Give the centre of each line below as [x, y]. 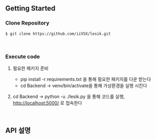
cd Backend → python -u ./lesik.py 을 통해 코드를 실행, [69, 96]
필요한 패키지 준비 [30, 68]
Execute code [23, 56]
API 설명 [18, 131]
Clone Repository [27, 23]
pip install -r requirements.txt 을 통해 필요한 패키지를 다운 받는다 [86, 79]
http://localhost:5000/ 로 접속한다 [47, 103]
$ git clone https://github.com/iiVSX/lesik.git [58, 34]
